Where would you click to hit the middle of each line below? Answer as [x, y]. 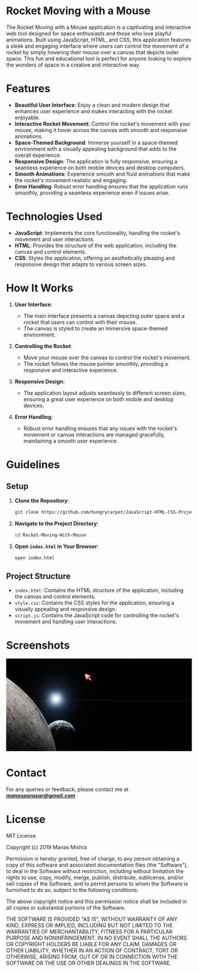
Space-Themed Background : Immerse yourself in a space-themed [96, 142]
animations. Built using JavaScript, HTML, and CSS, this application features [99, 40]
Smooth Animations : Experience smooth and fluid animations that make [102, 174]
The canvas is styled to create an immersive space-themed [95, 328]
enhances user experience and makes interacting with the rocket [93, 111]
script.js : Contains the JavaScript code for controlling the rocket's [97, 615]
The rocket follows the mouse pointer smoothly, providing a [95, 363]
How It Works [40, 288]
